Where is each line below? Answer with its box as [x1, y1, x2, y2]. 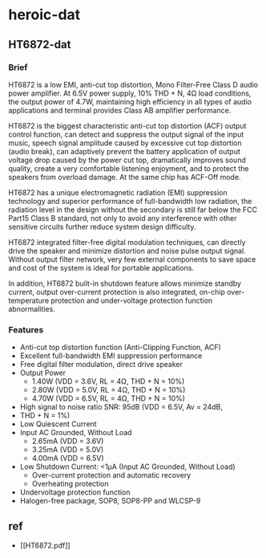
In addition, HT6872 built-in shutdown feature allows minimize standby [8, 279, 242, 288]
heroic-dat [8, 6, 81, 24]
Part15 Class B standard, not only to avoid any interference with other [8, 213, 238, 222]
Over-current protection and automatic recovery [31, 470, 191, 480]
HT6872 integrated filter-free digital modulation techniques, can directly [8, 237, 246, 246]
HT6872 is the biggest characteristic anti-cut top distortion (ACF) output [8, 120, 247, 130]
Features [8, 324, 44, 335]
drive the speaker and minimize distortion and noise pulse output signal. [8, 246, 246, 255]
